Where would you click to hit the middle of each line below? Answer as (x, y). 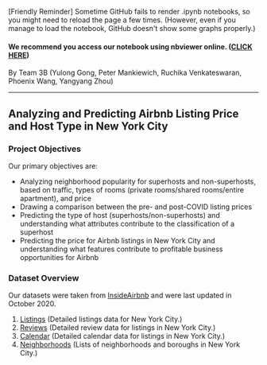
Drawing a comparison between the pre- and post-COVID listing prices (136, 207)
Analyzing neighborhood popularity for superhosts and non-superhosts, (138, 181)
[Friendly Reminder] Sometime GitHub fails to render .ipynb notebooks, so (129, 12)
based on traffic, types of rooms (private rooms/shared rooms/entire (132, 189)
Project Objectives (45, 149)
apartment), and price (55, 198)
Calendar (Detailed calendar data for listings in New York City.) (122, 336)
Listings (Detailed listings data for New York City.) (101, 319)
